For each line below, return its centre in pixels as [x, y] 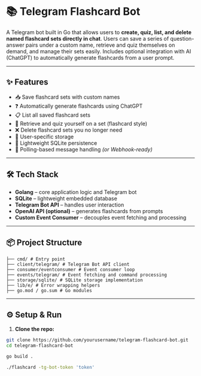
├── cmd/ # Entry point [36, 259]
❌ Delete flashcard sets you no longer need [68, 130]
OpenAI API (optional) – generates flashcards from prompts [89, 211]
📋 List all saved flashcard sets [53, 115]
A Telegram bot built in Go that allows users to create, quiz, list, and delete [99, 32]
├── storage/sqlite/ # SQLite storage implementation [75, 280]
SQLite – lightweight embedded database [66, 198]
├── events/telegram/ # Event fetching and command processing [87, 275]
